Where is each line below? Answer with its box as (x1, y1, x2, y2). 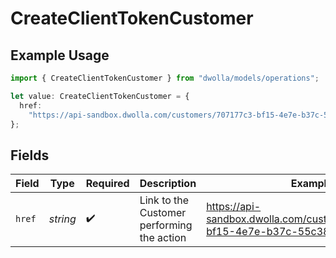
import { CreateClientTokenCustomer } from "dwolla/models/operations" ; (10, 73, 320, 83)
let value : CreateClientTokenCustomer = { (10, 91, 190, 101)
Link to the (139, 193, 190, 207)
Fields (10, 147, 50, 164)
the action (139, 231, 187, 245)
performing (139, 218, 193, 232)
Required (85, 177, 130, 191)
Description (139, 177, 197, 191)
